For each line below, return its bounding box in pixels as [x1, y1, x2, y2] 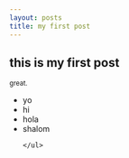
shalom [22, 124, 51, 135]
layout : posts [9, 13, 63, 23]
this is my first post [9, 55, 120, 70]
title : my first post [9, 22, 91, 31]
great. [9, 79, 28, 88]
